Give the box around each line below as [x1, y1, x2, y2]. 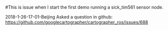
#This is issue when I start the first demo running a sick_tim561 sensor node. [5, 4, 163, 10]
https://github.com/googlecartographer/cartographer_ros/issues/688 [5, 19, 148, 25]
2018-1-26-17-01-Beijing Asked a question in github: [5, 14, 113, 19]
